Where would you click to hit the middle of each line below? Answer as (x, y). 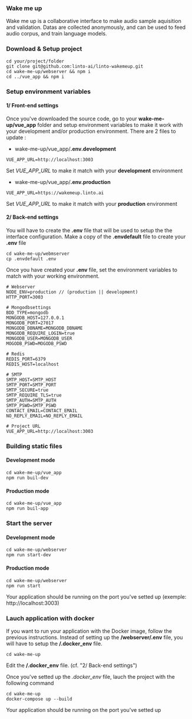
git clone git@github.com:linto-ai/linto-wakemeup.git (75, 66)
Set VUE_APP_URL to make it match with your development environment (95, 170)
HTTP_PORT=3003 (25, 297)
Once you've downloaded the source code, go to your (72, 119)
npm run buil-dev (27, 478)
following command (30, 683)
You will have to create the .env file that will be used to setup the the (89, 230)
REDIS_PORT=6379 (26, 359)
